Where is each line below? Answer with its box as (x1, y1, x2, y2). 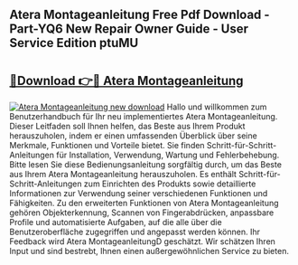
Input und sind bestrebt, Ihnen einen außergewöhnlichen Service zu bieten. (9, 246, 289, 256)
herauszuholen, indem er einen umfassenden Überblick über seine (9, 130, 257, 141)
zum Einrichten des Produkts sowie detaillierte (83, 178, 256, 189)
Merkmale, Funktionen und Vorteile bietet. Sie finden (9, 140, 205, 150)
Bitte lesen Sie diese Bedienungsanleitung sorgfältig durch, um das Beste (9, 159, 283, 170)
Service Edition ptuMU (9, 35, 139, 51)
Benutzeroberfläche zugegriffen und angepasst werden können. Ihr (9, 226, 260, 237)
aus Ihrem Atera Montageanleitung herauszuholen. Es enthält (9, 169, 237, 179)
